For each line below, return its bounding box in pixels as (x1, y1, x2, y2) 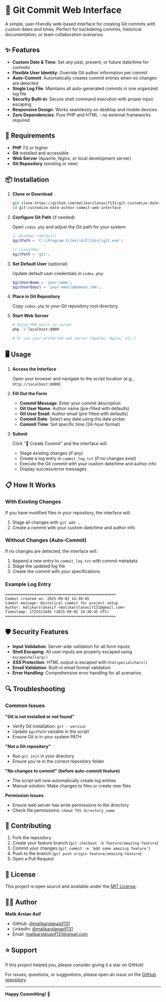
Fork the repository (12, 835, 52, 841)
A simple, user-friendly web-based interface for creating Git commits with (5, 21, 156, 27)
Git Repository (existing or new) (12, 160, 78, 166)
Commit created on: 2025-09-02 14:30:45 (5, 596, 90, 601)
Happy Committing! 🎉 (5, 991, 50, 997)
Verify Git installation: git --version (12, 723, 86, 729)
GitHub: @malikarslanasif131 (12, 921, 70, 927)
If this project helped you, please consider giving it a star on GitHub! (5, 962, 144, 968)
